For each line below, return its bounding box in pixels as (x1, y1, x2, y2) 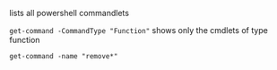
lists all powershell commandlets (9, 8, 130, 18)
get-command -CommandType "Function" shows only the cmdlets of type (9, 25, 269, 35)
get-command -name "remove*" (9, 52, 118, 61)
